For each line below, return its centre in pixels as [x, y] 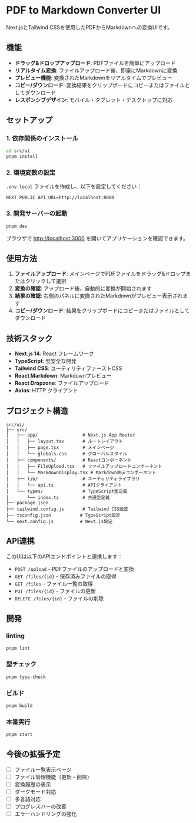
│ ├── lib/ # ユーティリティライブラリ [73, 479]
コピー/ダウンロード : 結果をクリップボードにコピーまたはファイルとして [102, 310]
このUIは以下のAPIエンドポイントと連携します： [64, 556]
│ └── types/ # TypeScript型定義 [67, 492]
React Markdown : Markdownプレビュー [63, 376]
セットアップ [29, 120]
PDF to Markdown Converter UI [84, 10]
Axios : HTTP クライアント [46, 391]
